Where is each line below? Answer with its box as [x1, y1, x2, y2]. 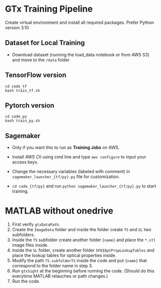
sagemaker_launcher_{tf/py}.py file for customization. [12, 174, 120, 180]
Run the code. [12, 278, 40, 284]
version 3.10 [5, 24, 29, 30]
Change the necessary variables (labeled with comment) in [12, 169, 130, 175]
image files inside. [12, 242, 48, 248]
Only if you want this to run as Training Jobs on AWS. [12, 144, 120, 150]
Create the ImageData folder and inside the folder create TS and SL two [12, 227, 152, 233]
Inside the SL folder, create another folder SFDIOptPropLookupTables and [12, 247, 155, 253]
